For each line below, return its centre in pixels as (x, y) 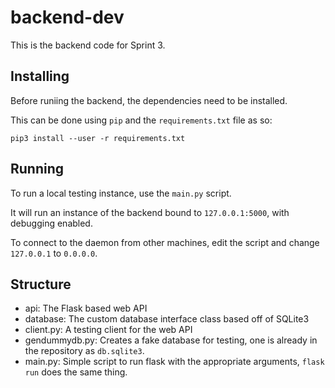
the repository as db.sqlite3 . (84, 351)
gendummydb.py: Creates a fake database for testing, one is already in (171, 340)
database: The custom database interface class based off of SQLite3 (167, 319)
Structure (41, 284)
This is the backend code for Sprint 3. (88, 45)
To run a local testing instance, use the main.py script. (121, 193)
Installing (40, 76)
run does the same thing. (76, 372)
